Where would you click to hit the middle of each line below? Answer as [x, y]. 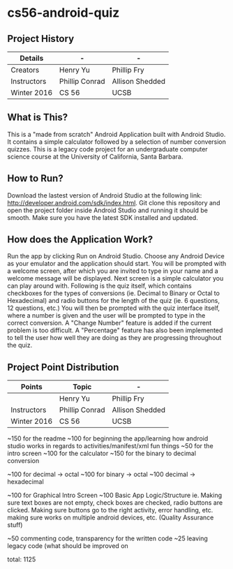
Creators [25, 70]
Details [32, 58]
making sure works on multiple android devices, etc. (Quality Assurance [111, 517]
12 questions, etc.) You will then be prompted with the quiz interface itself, [114, 308]
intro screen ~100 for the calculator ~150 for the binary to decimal [102, 453]
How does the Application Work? [80, 240]
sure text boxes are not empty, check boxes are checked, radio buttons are [115, 503]
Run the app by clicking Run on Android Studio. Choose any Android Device [116, 256]
